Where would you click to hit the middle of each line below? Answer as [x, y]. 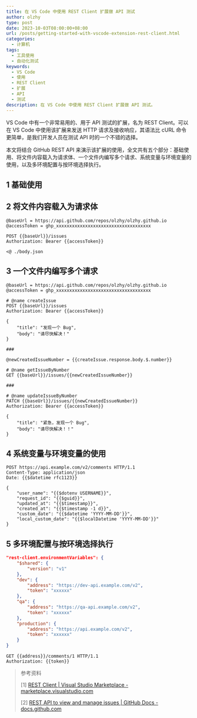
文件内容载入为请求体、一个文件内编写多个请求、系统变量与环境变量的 [106, 157]
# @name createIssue [31, 301]
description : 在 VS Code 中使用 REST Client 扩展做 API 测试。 [81, 105]
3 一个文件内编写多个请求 [52, 271]
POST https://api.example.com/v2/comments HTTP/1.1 [71, 468]
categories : [21, 39]
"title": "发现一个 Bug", [46, 327]
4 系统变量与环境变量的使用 [56, 453]
